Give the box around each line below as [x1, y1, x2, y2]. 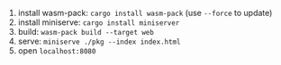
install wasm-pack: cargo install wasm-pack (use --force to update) [17, 8, 273, 18]
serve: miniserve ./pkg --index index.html [17, 36, 181, 46]
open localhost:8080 [17, 45, 96, 56]
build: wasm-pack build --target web [17, 27, 155, 37]
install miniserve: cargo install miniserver [17, 17, 180, 28]
